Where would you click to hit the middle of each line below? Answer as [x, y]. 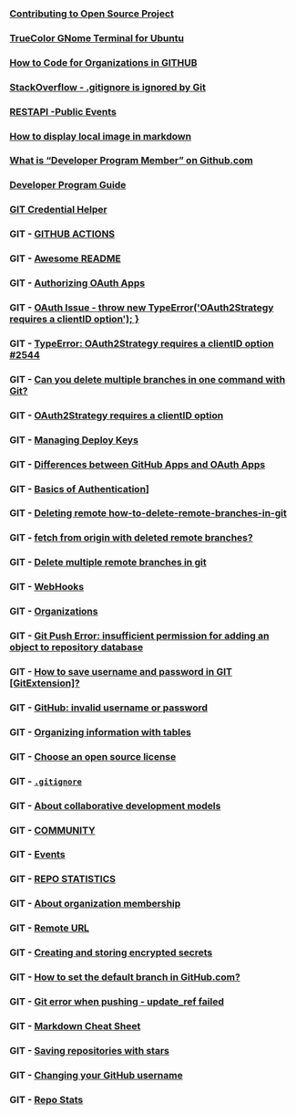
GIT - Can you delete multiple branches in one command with [148, 379]
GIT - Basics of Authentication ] [80, 489]
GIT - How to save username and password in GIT [121, 671]
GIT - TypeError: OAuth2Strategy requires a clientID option [142, 343]
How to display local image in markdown [101, 136]
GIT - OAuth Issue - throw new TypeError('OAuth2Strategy [142, 307]
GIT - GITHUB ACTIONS [62, 234]
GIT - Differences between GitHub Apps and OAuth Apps [138, 464]
